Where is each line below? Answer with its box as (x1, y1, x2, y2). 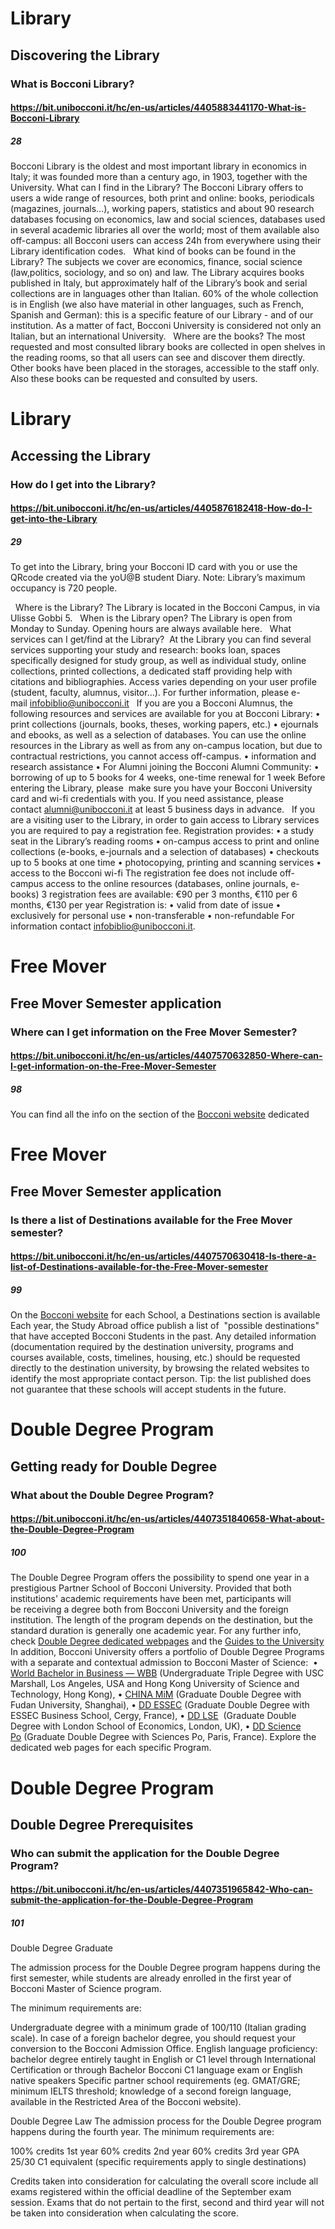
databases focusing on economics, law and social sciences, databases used (10, 213, 326, 226)
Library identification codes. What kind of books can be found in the (10, 245, 297, 257)
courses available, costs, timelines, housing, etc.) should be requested (10, 1352, 301, 1364)
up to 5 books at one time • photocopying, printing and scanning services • (10, 857, 322, 869)
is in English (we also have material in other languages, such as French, (10, 298, 304, 311)
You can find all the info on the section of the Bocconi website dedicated (10, 1108, 310, 1121)
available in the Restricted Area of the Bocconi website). (10, 2096, 242, 2108)
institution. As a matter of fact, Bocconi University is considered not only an (10, 320, 322, 332)
